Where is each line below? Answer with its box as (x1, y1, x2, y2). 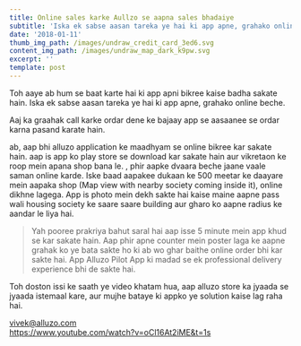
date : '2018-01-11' (9, 30, 82, 39)
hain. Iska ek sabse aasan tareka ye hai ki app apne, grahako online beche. (9, 97, 286, 108)
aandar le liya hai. (9, 208, 74, 219)
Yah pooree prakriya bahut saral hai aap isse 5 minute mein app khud (30, 225, 287, 236)
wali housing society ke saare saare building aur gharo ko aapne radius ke (9, 198, 282, 209)
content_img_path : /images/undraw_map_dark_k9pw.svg (9, 47, 211, 56)
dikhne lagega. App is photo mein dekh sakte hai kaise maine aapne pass (9, 189, 280, 200)
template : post (9, 64, 66, 73)
